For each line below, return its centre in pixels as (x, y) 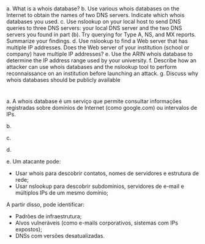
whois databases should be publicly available (63, 80)
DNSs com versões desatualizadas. (60, 236)
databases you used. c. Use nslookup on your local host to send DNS (94, 21)
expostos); (29, 229)
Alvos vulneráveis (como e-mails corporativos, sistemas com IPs (97, 223)
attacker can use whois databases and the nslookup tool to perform (92, 66)
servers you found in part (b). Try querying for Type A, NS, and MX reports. (101, 34)
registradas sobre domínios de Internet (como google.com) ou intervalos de (102, 108)
